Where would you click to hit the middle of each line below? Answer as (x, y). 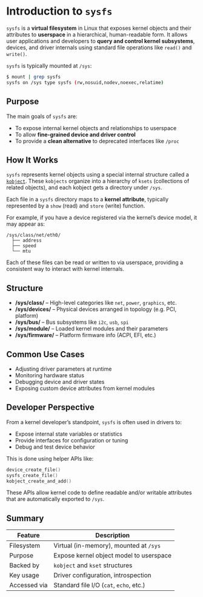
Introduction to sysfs (59, 11)
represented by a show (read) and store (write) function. (76, 206)
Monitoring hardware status (50, 375)
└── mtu (22, 251)
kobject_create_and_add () (39, 481)
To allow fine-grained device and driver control (75, 134)
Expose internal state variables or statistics (68, 434)
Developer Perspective (51, 407)
